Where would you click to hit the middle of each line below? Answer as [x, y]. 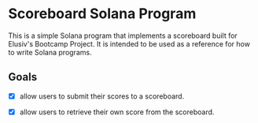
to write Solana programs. [50, 52]
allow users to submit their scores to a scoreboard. [102, 96]
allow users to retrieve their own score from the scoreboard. [117, 112]
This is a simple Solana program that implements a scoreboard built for [123, 35]
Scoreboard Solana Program [102, 14]
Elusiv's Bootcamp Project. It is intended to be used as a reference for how [129, 43]
